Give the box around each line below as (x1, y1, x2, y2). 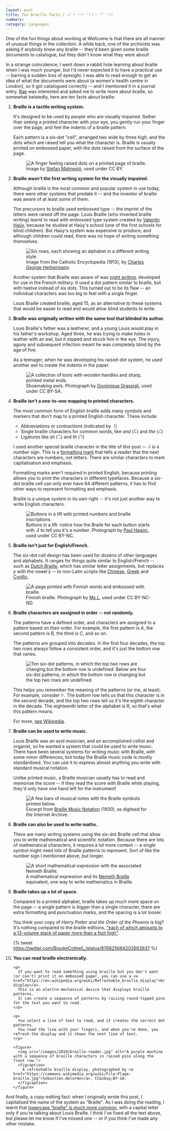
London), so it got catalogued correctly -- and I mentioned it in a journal (6, 83, 156, 89)
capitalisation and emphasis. (13, 460, 73, 466)
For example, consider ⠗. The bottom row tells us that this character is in (13, 692, 165, 698)
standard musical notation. (13, 765, 69, 771)
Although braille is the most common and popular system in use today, (13, 185, 160, 191)
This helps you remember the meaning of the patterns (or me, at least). (13, 687, 161, 693)
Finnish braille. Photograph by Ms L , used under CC (25, 595, 134, 601)
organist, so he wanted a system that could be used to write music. (13, 744, 153, 750)
